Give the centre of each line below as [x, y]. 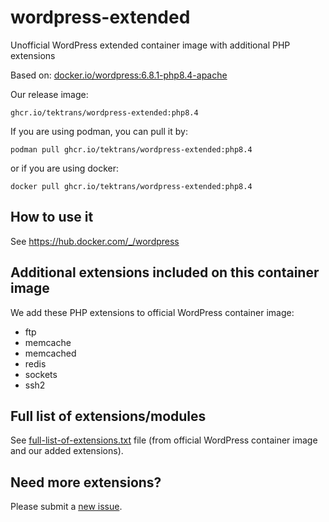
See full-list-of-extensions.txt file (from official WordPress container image [164, 440]
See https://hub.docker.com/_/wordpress [95, 241]
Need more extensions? [86, 482]
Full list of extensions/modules [108, 416]
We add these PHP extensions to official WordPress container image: [152, 312]
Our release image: [49, 94]
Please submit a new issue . [66, 507]
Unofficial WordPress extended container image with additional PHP [150, 45]
